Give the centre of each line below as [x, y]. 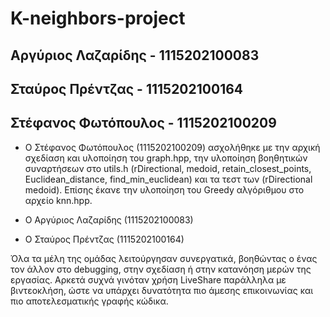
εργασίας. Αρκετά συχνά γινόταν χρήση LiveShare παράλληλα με [148, 279]
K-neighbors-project [98, 18]
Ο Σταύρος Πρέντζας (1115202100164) [104, 239]
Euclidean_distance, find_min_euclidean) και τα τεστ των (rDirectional [168, 179]
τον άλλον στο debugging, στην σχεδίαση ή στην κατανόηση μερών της [161, 269]
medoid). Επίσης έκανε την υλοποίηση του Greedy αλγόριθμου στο [164, 189]
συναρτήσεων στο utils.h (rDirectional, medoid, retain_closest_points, [168, 168]
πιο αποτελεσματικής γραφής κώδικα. [89, 301]
